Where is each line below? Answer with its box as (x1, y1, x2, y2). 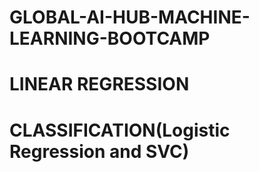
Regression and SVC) (9, 140, 190, 163)
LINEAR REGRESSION (9, 73, 190, 96)
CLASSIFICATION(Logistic (9, 119, 231, 141)
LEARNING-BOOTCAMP (9, 27, 211, 50)
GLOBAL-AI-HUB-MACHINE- (9, 6, 251, 29)
